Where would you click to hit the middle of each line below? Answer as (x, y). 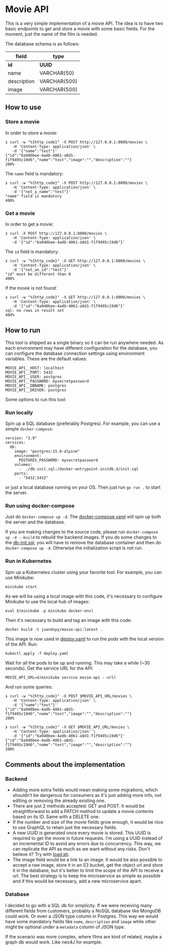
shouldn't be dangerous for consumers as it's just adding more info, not (87, 795)
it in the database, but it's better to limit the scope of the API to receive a (88, 871)
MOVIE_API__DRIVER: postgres (36, 390)
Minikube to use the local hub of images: (47, 601)
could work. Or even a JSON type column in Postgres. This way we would (82, 916)
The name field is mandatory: (35, 173)
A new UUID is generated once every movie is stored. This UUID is (82, 833)
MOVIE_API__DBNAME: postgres (36, 386)
